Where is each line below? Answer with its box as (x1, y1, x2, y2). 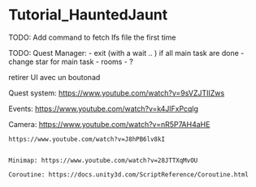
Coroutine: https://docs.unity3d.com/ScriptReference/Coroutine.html (8, 170, 249, 179)
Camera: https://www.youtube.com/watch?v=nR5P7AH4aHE (8, 119, 210, 129)
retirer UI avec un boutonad (8, 72, 101, 82)
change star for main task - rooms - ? (8, 57, 134, 66)
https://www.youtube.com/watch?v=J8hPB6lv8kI (8, 135, 165, 143)
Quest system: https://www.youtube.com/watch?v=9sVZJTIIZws (8, 87, 225, 98)
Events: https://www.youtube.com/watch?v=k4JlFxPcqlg (8, 104, 199, 113)
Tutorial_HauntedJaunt (8, 6, 168, 24)
